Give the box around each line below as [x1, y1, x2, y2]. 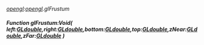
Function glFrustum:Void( [6, 19, 73, 26]
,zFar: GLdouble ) [21, 32, 65, 39]
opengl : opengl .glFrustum [6, 5, 70, 12]
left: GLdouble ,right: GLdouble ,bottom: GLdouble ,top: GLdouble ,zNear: [6, 26, 187, 33]
